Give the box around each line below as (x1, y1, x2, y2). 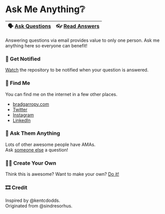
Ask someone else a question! (5, 146, 69, 153)
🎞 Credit (5, 184, 28, 191)
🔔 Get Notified (5, 55, 41, 62)
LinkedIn (12, 117, 31, 123)
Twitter (12, 106, 28, 112)
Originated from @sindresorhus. (5, 203, 73, 209)
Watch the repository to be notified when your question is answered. (5, 67, 149, 73)
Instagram (12, 112, 34, 118)
